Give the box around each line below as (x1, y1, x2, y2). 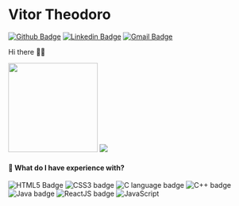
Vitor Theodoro (8, 6, 111, 24)
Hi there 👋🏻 (8, 47, 46, 56)
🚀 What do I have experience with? (8, 162, 125, 172)
